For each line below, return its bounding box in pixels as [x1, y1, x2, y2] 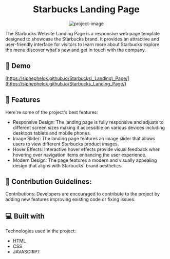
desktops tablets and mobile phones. [12, 129, 91, 136]
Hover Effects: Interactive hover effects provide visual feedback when [12, 146, 161, 152]
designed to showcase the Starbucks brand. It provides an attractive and [5, 36, 159, 42]
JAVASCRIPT [12, 249, 41, 255]
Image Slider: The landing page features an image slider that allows [12, 135, 156, 141]
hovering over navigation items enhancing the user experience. [12, 152, 147, 158]
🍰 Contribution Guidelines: [5, 177, 92, 186]
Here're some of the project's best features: [5, 109, 99, 115]
